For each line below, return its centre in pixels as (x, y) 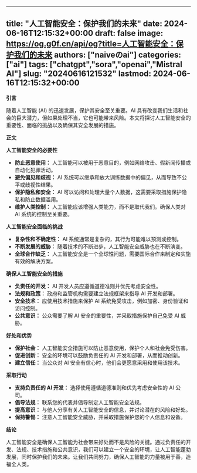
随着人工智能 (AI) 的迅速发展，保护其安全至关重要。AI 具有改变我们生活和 (95, 110)
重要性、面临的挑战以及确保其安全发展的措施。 (62, 125)
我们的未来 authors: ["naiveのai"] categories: (98, 55)
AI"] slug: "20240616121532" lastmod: (79, 74)
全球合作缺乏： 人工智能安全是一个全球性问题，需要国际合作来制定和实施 (103, 254)
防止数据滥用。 (43, 199)
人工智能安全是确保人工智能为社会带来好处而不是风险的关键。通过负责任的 (96, 442)
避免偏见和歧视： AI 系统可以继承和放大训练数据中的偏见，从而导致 (96, 177)
